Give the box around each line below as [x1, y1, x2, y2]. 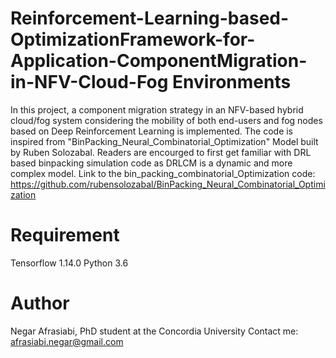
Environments [172, 71, 292, 94]
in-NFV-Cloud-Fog [10, 71, 169, 94]
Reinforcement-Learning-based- [10, 7, 290, 30]
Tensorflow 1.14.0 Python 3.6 [10, 257, 129, 269]
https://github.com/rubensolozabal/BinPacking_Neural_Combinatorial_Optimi [10, 178, 326, 190]
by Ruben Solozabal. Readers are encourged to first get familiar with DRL [10, 146, 312, 158]
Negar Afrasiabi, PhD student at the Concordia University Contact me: [10, 325, 299, 337]
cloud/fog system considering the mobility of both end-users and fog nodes [10, 114, 323, 126]
